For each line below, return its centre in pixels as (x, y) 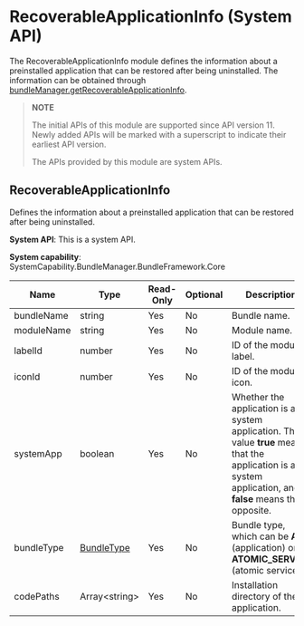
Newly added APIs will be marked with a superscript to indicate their (159, 134)
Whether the (258, 397)
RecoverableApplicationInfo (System (151, 17)
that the (248, 453)
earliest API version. (69, 144)
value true (254, 442)
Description (271, 294)
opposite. (252, 510)
